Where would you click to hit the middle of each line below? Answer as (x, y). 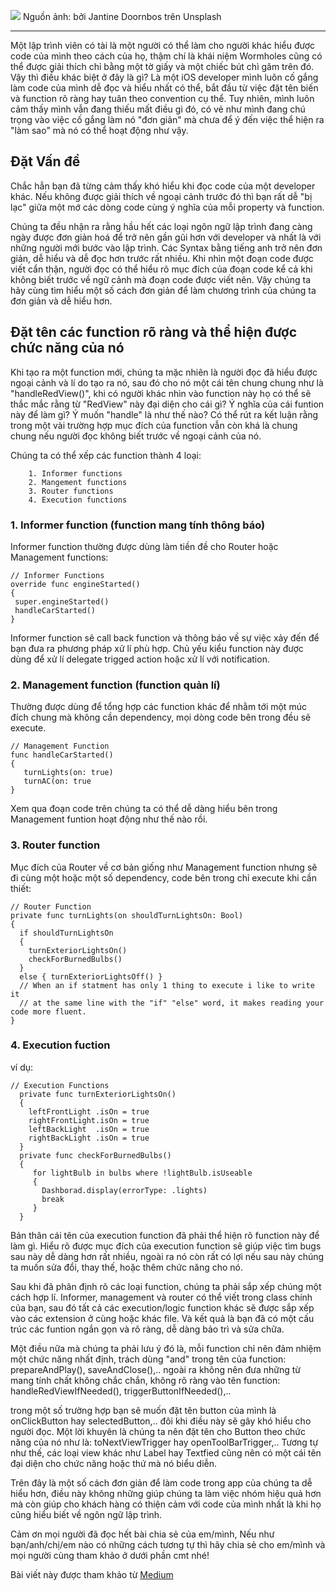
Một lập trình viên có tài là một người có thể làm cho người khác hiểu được (163, 45)
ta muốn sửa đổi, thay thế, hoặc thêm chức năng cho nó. (127, 1267)
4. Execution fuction (60, 1045)
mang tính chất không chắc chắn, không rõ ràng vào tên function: (145, 1380)
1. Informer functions (75, 473)
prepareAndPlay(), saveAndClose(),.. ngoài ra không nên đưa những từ (156, 1369)
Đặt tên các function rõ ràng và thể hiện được (154, 332)
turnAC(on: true (57, 781)
